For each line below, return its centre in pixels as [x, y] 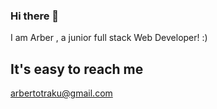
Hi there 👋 [35, 16]
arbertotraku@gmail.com [61, 93]
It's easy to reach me [77, 69]
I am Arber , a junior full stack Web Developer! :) [109, 38]
